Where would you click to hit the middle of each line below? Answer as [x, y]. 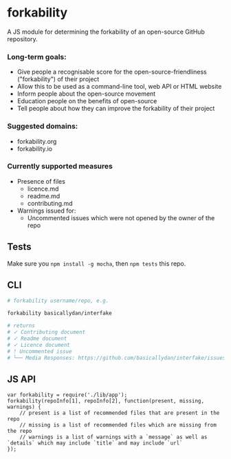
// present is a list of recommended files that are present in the [120, 413]
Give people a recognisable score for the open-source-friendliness [112, 72]
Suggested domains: [43, 127]
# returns [21, 326]
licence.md [43, 189]
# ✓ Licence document [38, 345]
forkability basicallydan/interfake [59, 313]
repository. [22, 39]
